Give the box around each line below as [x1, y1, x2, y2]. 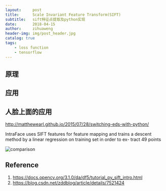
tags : [5, 41, 17, 46]
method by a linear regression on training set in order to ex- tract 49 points [5, 136, 161, 142]
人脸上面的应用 [5, 107, 52, 116]
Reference [5, 161, 39, 170]
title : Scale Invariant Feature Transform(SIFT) [5, 12, 121, 17]
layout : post [5, 7, 42, 13]
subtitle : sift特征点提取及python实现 [5, 17, 86, 22]
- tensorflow [14, 50, 42, 55]
